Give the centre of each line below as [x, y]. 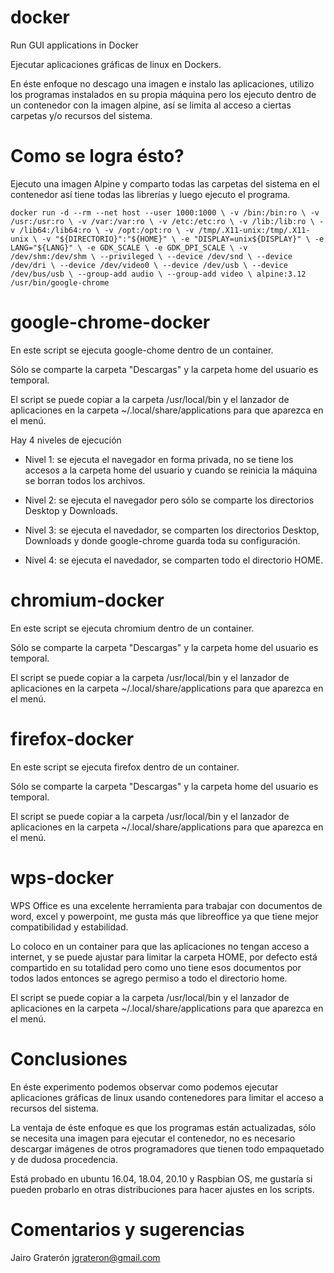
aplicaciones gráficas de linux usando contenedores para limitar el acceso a [167, 1097]
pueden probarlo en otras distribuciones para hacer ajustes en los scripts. [162, 1189]
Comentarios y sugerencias [127, 1229]
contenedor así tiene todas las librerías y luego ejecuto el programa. [150, 194]
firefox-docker [72, 738]
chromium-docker [87, 600]
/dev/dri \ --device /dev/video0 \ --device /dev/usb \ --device [149, 265]
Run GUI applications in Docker [74, 45]
